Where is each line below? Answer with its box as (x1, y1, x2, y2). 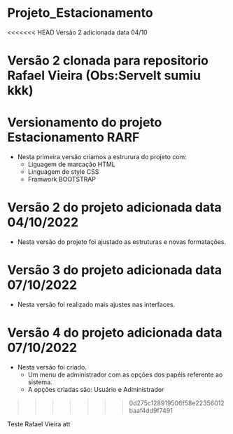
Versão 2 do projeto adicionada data (7, 200, 222, 215)
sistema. (27, 377, 52, 386)
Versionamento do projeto (7, 114, 162, 130)
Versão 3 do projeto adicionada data (7, 262, 223, 278)
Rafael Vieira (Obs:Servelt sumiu (7, 68, 202, 83)
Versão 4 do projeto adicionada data (7, 325, 223, 341)
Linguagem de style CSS (27, 168, 99, 176)
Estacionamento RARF (7, 130, 140, 145)
